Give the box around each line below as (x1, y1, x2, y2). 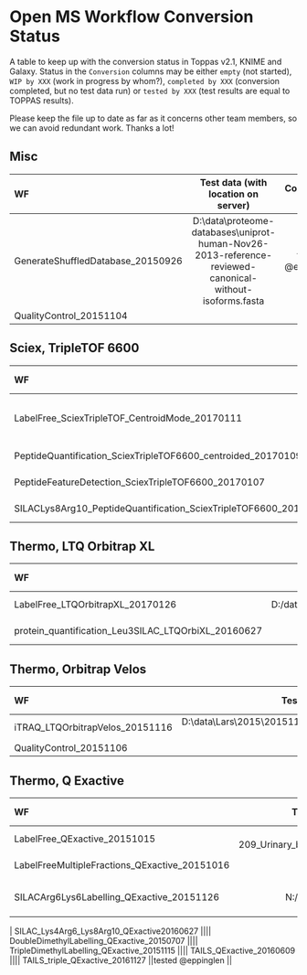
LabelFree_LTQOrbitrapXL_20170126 (14, 598, 176, 611)
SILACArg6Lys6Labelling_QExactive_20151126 (14, 891, 220, 903)
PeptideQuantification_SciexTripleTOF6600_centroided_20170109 (14, 449, 302, 462)
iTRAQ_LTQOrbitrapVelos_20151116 (14, 721, 174, 734)
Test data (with (199, 176, 268, 188)
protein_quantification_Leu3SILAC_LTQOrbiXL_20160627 (14, 625, 263, 637)
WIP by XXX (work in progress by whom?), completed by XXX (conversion (9, 75, 281, 86)
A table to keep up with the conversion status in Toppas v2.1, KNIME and (9, 56, 282, 67)
